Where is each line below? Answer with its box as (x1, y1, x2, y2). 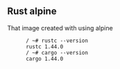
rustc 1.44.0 (25, 43, 64, 50)
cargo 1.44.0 (25, 55, 64, 62)
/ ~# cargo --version (25, 49, 89, 56)
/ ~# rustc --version (25, 37, 89, 44)
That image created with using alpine (7, 23, 113, 32)
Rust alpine (7, 6, 57, 17)
